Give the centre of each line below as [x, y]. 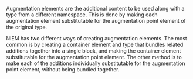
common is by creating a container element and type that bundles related [95, 44]
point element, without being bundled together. [63, 69]
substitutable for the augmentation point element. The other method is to [94, 57]
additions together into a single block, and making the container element [94, 51]
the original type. [27, 27]
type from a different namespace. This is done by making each [82, 15]
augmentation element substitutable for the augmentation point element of [96, 21]
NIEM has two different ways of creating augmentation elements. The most [97, 38]
